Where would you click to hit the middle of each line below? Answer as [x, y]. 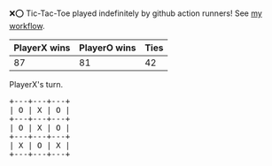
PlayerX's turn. [36, 84]
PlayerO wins [108, 48]
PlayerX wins [42, 48]
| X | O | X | [40, 145]
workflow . [27, 26]
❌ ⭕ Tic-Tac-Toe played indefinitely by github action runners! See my [136, 13]
